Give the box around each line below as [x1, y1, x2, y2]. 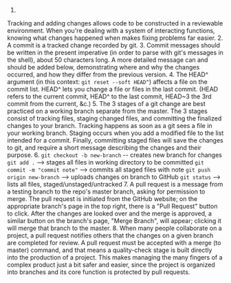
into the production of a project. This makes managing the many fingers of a [7, 253, 223, 261]
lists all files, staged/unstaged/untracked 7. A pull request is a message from [7, 180, 223, 188]
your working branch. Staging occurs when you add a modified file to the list [7, 129, 224, 137]
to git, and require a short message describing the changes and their [7, 144, 201, 151]
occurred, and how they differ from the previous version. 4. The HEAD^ [7, 70, 208, 78]
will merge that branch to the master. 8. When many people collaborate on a [7, 224, 222, 232]
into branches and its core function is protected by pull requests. [7, 268, 190, 276]
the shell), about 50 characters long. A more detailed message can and [7, 56, 208, 64]
